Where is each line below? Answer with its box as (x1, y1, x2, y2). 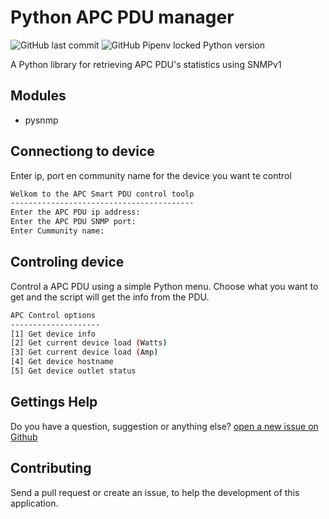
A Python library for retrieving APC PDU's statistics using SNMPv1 (10, 58, 282, 70)
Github (10, 431, 38, 443)
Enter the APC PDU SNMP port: (10, 217, 137, 227)
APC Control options (10, 310, 97, 320)
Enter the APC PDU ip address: (10, 207, 141, 218)
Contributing (10, 460, 92, 477)
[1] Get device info (10, 329, 97, 339)
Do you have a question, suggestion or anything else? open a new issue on (10, 420, 319, 432)
